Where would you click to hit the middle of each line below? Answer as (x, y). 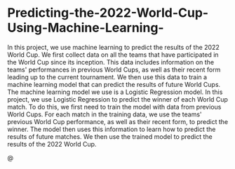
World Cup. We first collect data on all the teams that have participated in (113, 55)
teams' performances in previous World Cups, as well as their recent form (114, 69)
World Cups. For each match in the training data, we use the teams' (105, 114)
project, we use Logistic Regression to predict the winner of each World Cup (117, 99)
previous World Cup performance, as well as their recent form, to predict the (118, 121)
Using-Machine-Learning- (86, 28)
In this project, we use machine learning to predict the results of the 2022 (113, 47)
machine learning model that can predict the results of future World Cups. (114, 84)
